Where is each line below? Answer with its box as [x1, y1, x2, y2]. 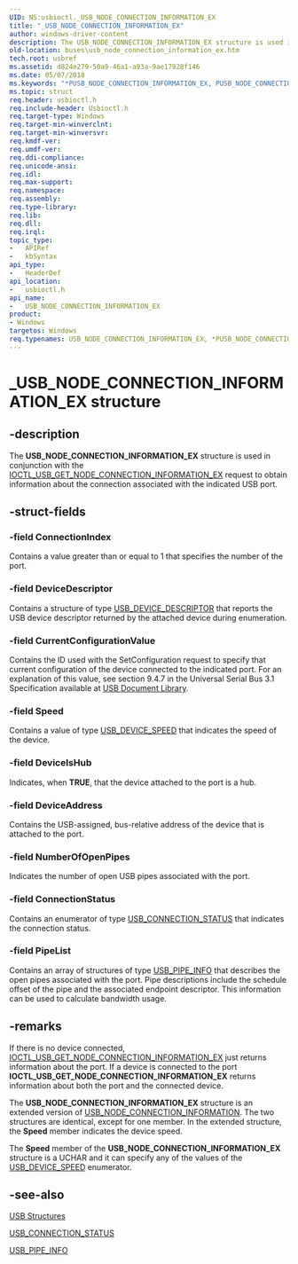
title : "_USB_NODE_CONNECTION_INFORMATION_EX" [9, 21, 184, 30]
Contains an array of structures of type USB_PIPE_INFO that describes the [9, 964, 281, 976]
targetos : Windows [9, 326, 77, 335]
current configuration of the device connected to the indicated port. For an [9, 664, 282, 675]
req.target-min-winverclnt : [9, 121, 114, 130]
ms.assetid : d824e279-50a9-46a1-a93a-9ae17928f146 [9, 63, 200, 72]
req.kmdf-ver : [9, 137, 62, 145]
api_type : [9, 261, 46, 270]
